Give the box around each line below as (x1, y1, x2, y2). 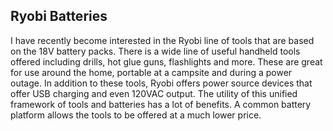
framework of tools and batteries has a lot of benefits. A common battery (10, 98, 312, 110)
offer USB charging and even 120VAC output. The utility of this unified (10, 87, 298, 99)
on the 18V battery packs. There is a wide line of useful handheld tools (10, 45, 301, 57)
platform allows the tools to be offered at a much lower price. (10, 109, 262, 121)
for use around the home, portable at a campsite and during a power (10, 66, 293, 78)
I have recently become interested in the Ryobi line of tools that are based (10, 34, 315, 46)
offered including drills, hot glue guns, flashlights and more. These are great (10, 55, 323, 68)
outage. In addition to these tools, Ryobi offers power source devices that (10, 77, 313, 89)
